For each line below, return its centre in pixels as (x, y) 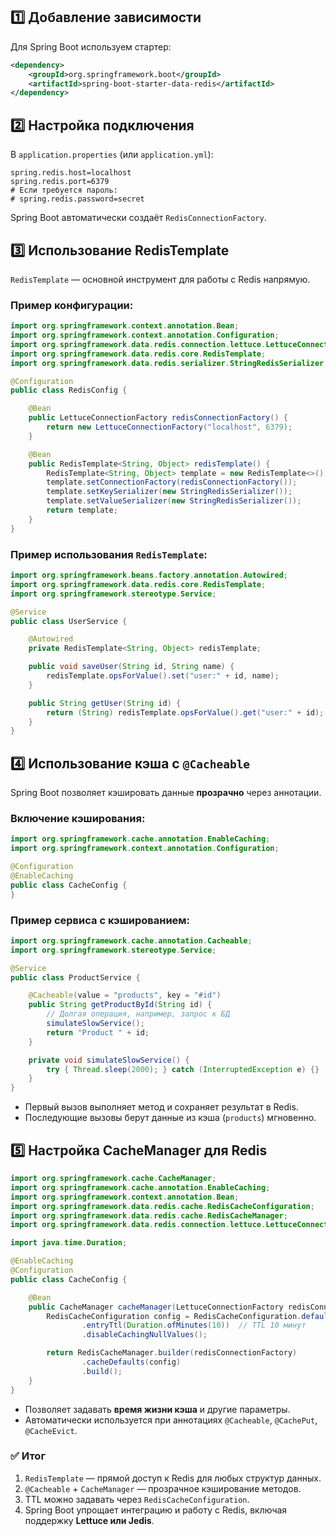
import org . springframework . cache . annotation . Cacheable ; (131, 940)
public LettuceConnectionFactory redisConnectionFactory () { (158, 418)
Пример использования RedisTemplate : (109, 554)
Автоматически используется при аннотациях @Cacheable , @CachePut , (171, 1420)
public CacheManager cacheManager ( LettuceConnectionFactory (156, 1307)
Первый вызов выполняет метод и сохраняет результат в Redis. (161, 1107)
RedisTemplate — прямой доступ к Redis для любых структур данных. (173, 1478)
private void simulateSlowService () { (109, 1060)
